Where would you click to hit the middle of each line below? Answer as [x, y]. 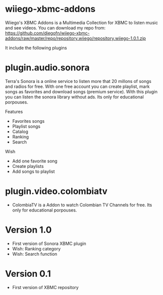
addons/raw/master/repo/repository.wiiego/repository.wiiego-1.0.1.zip [76, 38]
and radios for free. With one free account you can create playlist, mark [77, 86]
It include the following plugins [36, 48]
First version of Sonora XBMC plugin [49, 243]
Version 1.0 [28, 230]
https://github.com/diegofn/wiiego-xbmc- [47, 33]
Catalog [20, 132]
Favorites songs [28, 121]
